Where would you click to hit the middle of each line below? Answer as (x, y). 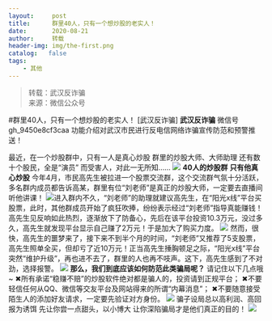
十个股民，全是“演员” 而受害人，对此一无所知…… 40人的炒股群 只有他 (130, 167)
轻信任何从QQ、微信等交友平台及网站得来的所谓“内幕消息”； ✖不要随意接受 (134, 289)
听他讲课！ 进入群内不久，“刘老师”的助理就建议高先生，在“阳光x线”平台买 (135, 197)
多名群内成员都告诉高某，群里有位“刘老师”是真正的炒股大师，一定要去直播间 (136, 188)
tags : (17, 61)
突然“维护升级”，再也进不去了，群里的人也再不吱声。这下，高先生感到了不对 (136, 258)
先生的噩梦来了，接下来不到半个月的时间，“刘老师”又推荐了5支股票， (145, 238)
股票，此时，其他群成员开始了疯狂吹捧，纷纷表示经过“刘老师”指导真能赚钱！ (136, 208)
